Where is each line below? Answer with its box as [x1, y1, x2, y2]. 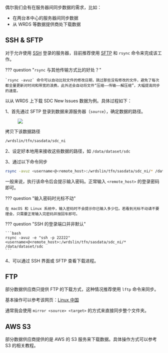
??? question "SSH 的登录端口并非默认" [5, 220, 86, 226]
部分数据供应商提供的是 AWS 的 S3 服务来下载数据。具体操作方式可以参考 [5, 336, 157, 342]
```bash [5, 230, 21, 236]
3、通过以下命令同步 [5, 158, 47, 164]
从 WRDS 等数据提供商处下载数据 [12, 21, 81, 27]
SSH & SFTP [5, 36, 43, 44]
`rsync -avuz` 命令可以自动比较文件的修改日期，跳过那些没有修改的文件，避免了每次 [5, 77, 159, 82]
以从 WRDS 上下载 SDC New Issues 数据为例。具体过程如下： [5, 97, 132, 103]
